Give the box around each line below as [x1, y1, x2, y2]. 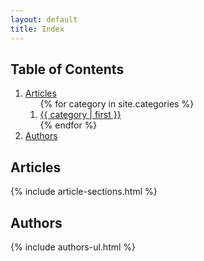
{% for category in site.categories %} [39, 98, 195, 110]
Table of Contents [10, 61, 125, 78]
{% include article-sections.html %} [10, 186, 158, 198]
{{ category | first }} [39, 109, 122, 121]
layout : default [10, 14, 78, 25]
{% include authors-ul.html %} [10, 241, 137, 253]
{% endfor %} [39, 119, 98, 131]
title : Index [10, 24, 65, 34]
